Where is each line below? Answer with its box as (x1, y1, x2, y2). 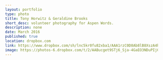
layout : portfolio (5, 7, 42, 12)
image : (5, 47, 18, 52)
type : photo (5, 12, 29, 16)
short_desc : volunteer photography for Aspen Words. (5, 20, 114, 26)
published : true (5, 34, 38, 39)
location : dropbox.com (5, 39, 51, 44)
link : (5, 43, 16, 48)
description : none (5, 25, 42, 30)
